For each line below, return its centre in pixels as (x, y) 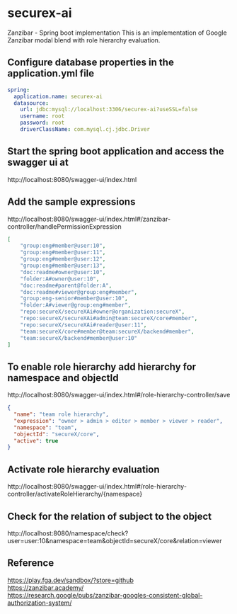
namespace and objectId (63, 378)
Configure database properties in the (91, 63)
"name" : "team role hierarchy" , (62, 415)
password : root (42, 123)
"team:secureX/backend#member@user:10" (79, 338)
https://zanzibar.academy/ (46, 587)
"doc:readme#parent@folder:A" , (66, 285)
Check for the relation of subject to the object (110, 516)
